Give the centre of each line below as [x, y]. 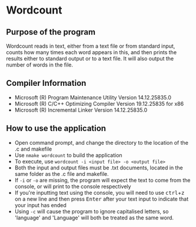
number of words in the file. [40, 65]
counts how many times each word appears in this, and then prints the [92, 52]
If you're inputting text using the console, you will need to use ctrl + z [99, 192]
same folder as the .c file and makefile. [62, 173]
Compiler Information [46, 83]
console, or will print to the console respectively [73, 186]
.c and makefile [33, 149]
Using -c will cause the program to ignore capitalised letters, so [92, 211]
